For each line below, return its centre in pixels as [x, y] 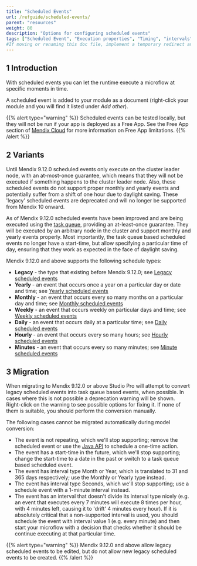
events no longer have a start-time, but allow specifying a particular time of [97, 243]
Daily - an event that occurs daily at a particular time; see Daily [91, 322]
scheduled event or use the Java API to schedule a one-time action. [96, 446]
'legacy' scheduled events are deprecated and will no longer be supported [96, 200]
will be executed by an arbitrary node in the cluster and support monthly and [98, 231]
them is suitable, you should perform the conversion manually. [81, 411]
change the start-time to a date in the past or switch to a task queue [96, 459]
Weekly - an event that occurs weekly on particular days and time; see [100, 309]
